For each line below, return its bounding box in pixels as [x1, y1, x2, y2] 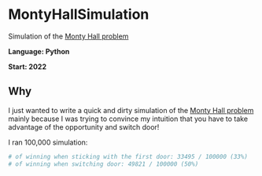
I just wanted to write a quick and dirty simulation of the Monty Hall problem [8, 105, 254, 115]
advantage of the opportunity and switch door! [8, 122, 160, 131]
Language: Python [8, 46, 70, 56]
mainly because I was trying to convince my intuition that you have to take [8, 114, 249, 123]
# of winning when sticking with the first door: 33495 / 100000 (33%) [8, 152, 248, 160]
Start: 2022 [8, 61, 47, 71]
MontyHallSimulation [8, 5, 149, 24]
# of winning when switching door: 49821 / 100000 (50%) [8, 159, 199, 168]
